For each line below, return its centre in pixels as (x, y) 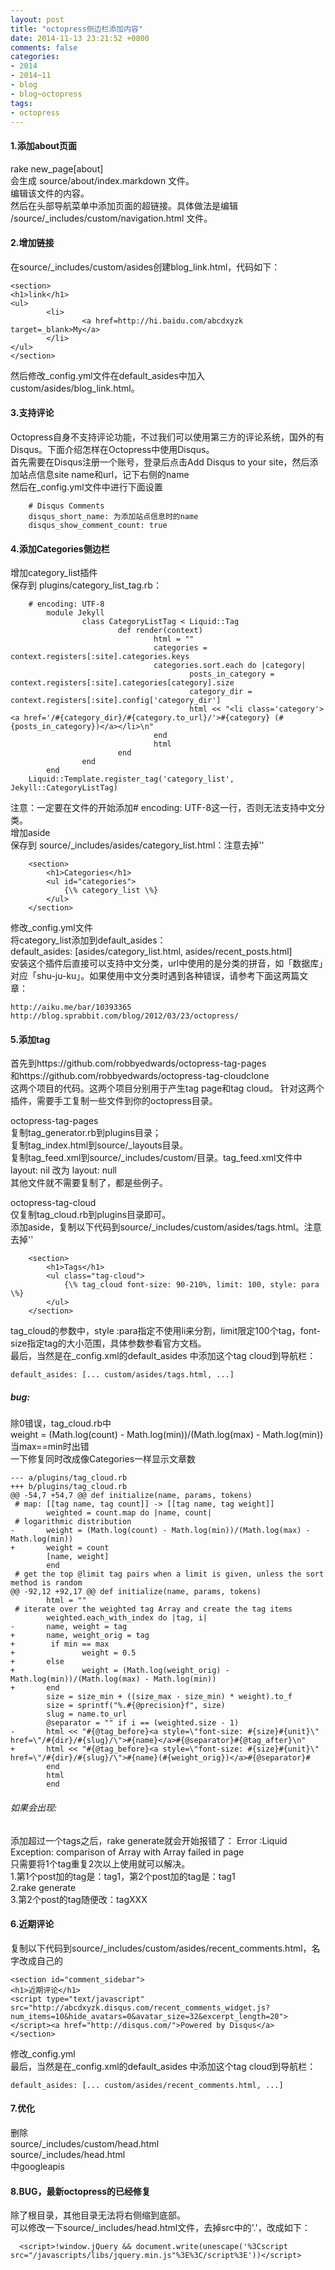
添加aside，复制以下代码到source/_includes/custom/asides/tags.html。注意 (166, 1227)
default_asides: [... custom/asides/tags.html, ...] (122, 1375)
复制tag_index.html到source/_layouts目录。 (99, 1145)
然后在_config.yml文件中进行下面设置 (86, 487)
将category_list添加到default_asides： (88, 940)
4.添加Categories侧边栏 (60, 548)
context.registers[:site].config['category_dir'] (116, 701)
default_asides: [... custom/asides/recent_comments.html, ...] (147, 2085)
